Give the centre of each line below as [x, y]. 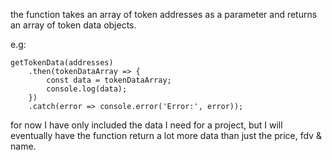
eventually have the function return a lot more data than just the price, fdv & [166, 135]
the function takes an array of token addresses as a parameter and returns [164, 14]
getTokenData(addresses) [62, 63]
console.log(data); [87, 89]
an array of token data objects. [73, 25]
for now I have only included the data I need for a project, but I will [146, 125]
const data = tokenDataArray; [109, 80]
